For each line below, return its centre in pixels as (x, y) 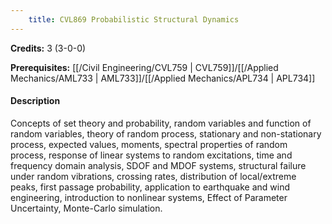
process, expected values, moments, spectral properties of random (149, 144)
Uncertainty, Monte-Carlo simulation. (86, 208)
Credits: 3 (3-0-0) (48, 48)
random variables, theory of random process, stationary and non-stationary (166, 133)
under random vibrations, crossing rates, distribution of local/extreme (153, 176)
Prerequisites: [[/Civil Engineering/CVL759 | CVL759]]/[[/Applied (144, 67)
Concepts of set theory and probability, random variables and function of (161, 123)
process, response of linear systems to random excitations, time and (151, 155)
